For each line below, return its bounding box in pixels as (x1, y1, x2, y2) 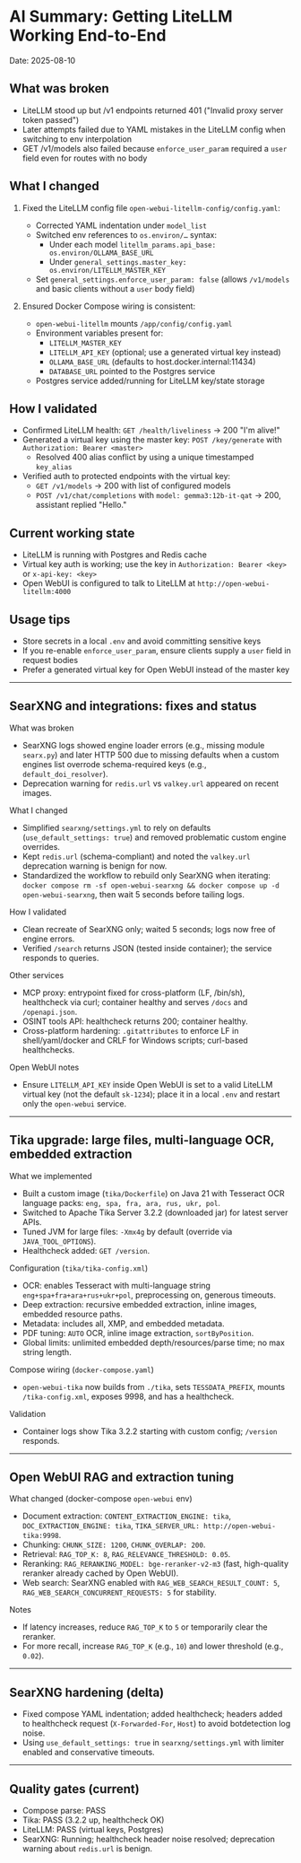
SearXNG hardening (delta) (9, 1684, 165, 1700)
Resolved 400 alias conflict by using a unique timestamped (35, 451, 254, 463)
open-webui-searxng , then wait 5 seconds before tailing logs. (21, 888, 245, 899)
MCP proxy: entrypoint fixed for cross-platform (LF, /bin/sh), (21, 987, 245, 998)
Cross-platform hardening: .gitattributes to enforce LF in (21, 1025, 239, 1036)
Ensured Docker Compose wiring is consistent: (21, 301, 195, 311)
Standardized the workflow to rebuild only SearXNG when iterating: (21, 870, 271, 880)
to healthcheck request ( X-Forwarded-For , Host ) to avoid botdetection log (21, 1719, 291, 1729)
